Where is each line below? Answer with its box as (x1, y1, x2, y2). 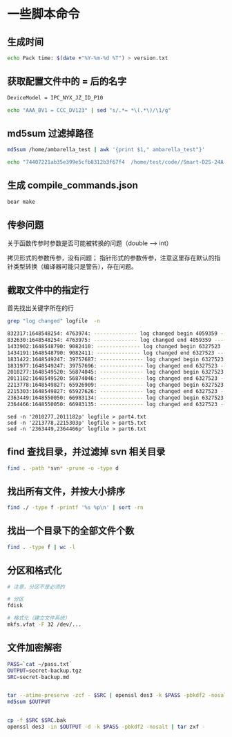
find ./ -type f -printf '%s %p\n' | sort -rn (7, 504, 144, 511)
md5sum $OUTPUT (7, 698, 51, 705)
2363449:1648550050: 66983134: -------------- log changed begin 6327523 (7, 394, 224, 401)
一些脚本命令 (7, 6, 81, 22)
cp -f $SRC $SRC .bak (7, 717, 67, 724)
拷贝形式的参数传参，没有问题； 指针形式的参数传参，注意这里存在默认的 (7, 253, 215, 262)
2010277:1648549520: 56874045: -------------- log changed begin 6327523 (7, 369, 224, 376)
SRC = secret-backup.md (7, 673, 70, 680)
